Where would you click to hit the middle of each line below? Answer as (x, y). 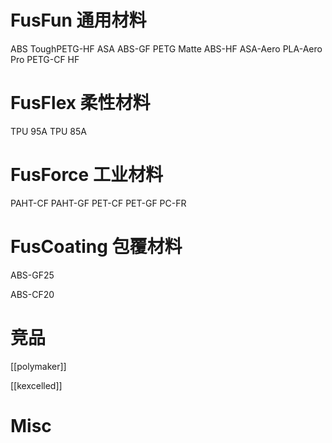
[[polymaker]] (38, 366)
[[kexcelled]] (36, 385)
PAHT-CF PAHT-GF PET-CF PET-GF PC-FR (98, 203)
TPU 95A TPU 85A (48, 131)
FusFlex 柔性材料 (80, 103)
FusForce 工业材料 (86, 175)
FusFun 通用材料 (78, 20)
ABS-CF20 (32, 294)
